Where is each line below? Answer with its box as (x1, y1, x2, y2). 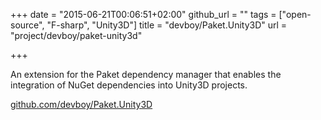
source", (10, 19, 45, 31)
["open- (278, 9, 312, 20)
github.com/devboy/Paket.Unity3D (10, 99, 153, 110)
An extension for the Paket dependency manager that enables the (10, 69, 282, 80)
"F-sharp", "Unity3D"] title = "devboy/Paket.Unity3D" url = (46, 19, 288, 31)
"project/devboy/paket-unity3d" (10, 30, 143, 41)
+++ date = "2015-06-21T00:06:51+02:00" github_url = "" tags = (10, 9, 277, 20)
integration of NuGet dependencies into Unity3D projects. (10, 79, 248, 91)
